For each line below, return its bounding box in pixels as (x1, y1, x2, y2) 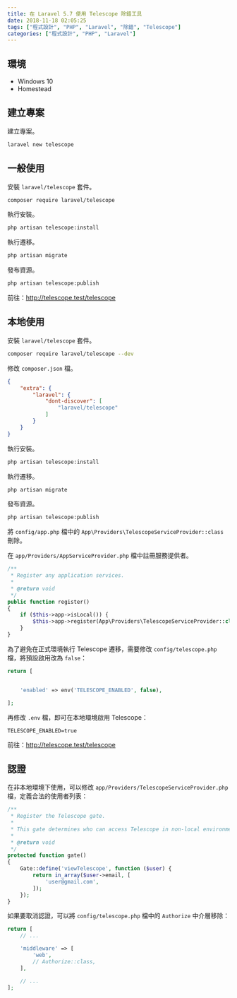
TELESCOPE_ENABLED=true (7, 727, 78, 735)
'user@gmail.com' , (44, 878, 99, 885)
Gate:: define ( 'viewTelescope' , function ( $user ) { (20, 865, 172, 872)
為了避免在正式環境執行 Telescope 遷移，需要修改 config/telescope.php (7, 644, 217, 653)
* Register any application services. (10, 572, 125, 579)
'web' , (32, 951, 52, 959)
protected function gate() (7, 852, 87, 859)
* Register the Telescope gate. (10, 813, 106, 820)
